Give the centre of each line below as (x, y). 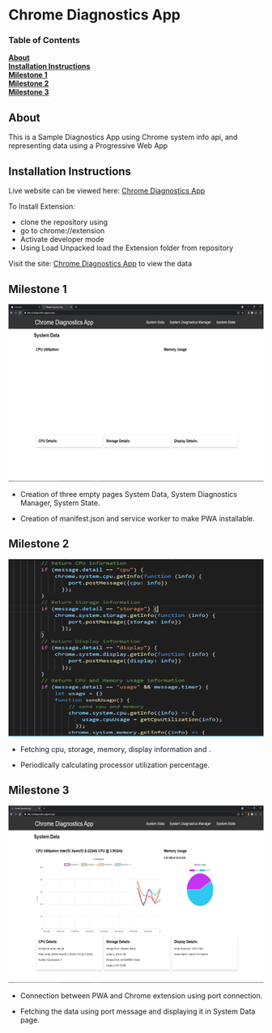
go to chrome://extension (62, 231)
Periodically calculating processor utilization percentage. (115, 765)
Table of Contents (45, 40)
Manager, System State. (60, 503)
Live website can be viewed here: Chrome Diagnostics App (107, 191)
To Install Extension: (42, 206)
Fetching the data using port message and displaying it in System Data (138, 1011)
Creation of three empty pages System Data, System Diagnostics (128, 494)
